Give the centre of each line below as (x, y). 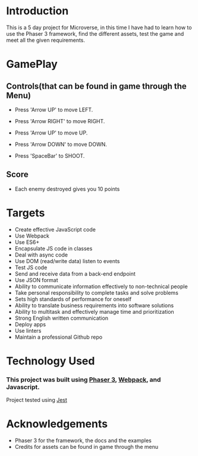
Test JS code (31, 267)
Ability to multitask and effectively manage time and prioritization (94, 311)
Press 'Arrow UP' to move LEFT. (54, 110)
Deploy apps (30, 324)
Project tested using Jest (37, 400)
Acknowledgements (57, 424)
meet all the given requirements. (45, 40)
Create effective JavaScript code (55, 229)
